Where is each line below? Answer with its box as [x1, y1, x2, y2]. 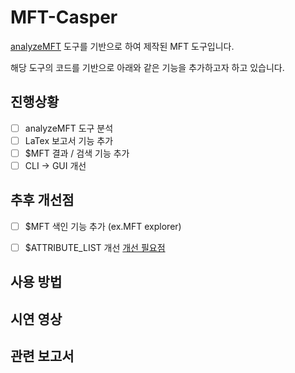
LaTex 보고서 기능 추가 [24, 134, 114, 146]
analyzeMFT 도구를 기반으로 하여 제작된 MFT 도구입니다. [10, 40, 235, 52]
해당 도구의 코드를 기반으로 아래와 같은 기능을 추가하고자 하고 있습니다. [10, 61, 285, 73]
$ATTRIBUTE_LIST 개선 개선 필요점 [24, 241, 166, 253]
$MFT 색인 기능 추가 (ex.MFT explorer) [24, 220, 182, 232]
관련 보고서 [10, 348, 75, 365]
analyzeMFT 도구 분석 [24, 122, 114, 134]
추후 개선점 [10, 192, 75, 209]
